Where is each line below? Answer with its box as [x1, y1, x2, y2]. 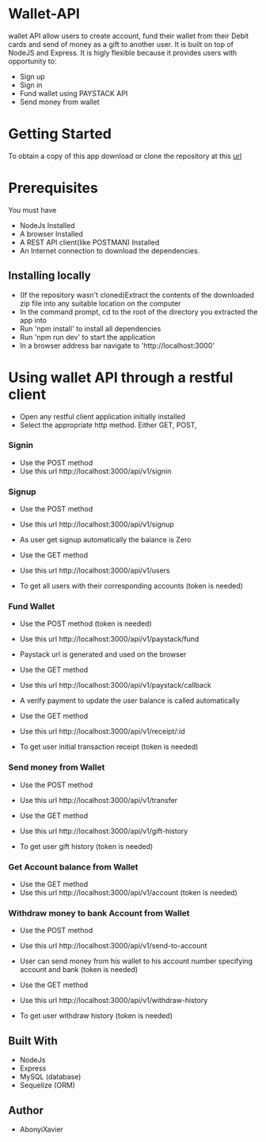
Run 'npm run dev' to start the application [19, 332, 156, 341]
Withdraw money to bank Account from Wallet [8, 907, 190, 918]
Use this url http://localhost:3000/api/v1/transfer [19, 795, 178, 804]
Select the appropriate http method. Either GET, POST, [19, 420, 197, 430]
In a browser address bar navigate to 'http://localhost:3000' [19, 341, 215, 350]
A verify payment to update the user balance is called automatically [19, 696, 240, 705]
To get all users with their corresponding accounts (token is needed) [19, 581, 244, 591]
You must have [8, 205, 57, 214]
